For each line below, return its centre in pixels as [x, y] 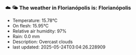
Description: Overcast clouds [42, 42]
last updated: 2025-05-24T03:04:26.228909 [59, 47]
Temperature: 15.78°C [35, 20]
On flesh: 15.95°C [31, 26]
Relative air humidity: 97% [39, 31]
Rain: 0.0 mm [26, 36]
